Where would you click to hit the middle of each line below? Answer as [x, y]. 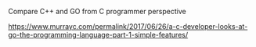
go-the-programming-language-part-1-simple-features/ [98, 35]
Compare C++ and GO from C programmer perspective [97, 11]
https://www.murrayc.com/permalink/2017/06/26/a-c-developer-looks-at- [128, 26]
